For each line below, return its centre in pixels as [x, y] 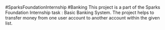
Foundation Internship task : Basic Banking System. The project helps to [80, 12]
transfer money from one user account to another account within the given [82, 18]
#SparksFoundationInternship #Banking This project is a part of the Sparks [83, 7]
